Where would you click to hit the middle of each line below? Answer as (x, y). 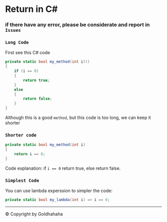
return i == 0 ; (30, 154)
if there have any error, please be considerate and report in (78, 25)
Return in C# (32, 9)
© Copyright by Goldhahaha (34, 214)
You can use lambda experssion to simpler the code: (59, 191)
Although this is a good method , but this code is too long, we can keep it (78, 117)
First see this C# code (28, 53)
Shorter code (21, 135)
